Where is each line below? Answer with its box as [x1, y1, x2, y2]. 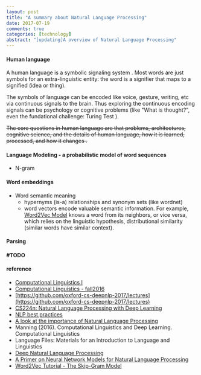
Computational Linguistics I [14, 279, 83, 286]
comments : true [6, 25, 45, 32]
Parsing [6, 238, 26, 245]
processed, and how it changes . [6, 137, 88, 145]
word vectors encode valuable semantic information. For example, [24, 205, 189, 212]
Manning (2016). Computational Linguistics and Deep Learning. [14, 324, 173, 331]
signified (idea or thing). [6, 82, 66, 89]
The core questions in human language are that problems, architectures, [6, 124, 186, 132]
